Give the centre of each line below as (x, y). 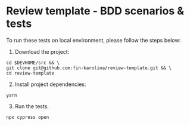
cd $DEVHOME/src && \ (33, 63)
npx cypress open (28, 117)
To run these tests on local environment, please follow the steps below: (94, 40)
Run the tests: (32, 106)
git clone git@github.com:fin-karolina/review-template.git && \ (89, 68)
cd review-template (30, 73)
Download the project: (42, 51)
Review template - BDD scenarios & (95, 11)
